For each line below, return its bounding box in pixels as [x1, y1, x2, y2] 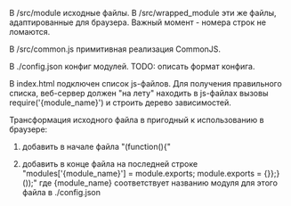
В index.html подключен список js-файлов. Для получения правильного [9, 78, 282, 88]
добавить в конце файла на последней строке [21, 159, 198, 169]
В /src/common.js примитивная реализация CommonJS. [9, 44, 221, 54]
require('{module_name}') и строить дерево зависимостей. [9, 97, 231, 108]
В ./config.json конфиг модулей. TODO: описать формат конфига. [9, 62, 255, 71]
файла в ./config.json [21, 187, 101, 197]
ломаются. [9, 27, 51, 37]
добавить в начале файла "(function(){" [21, 142, 171, 152]
